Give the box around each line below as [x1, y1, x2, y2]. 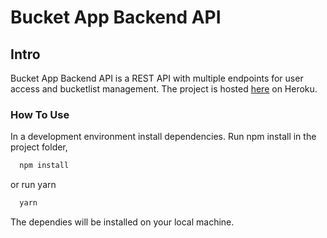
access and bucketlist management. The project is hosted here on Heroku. [10, 83, 318, 95]
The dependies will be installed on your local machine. [10, 216, 235, 228]
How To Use [10, 107, 70, 121]
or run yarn [10, 179, 57, 191]
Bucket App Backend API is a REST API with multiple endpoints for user [10, 72, 304, 84]
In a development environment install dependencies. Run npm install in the [10, 131, 317, 143]
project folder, [10, 141, 68, 153]
